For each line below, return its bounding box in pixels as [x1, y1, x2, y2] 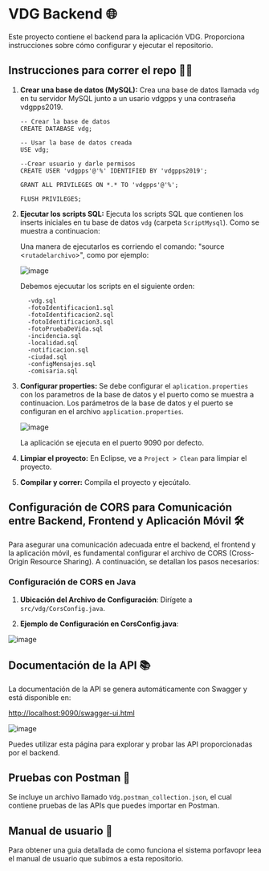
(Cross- [228, 547, 255, 558]
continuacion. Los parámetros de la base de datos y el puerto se [19, 398, 234, 408]
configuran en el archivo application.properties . [19, 406, 185, 416]
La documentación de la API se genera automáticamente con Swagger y [8, 684, 247, 694]
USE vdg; [19, 145, 50, 153]
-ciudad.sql [27, 352, 67, 361]
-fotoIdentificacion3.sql [27, 318, 114, 326]
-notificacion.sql [27, 346, 89, 354]
